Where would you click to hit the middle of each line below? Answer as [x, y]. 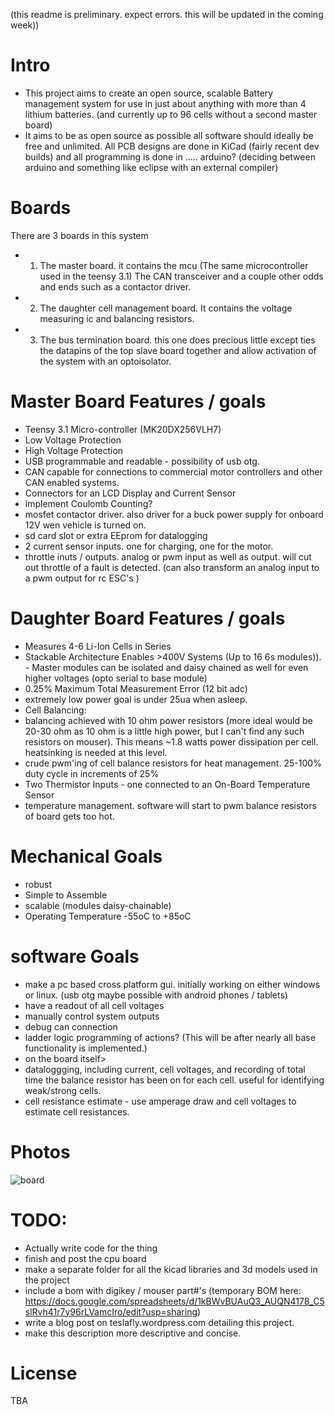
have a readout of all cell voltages [94, 1005]
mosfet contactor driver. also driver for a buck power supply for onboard [174, 514]
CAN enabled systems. [72, 482]
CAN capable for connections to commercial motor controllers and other [173, 471]
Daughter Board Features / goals [148, 618]
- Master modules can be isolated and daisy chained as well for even [166, 667]
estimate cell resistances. [77, 1111]
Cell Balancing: [55, 710]
